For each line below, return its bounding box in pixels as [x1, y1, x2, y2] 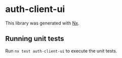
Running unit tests [5, 34, 64, 43]
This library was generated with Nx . [5, 20, 79, 26]
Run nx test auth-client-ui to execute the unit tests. [5, 47, 117, 53]
